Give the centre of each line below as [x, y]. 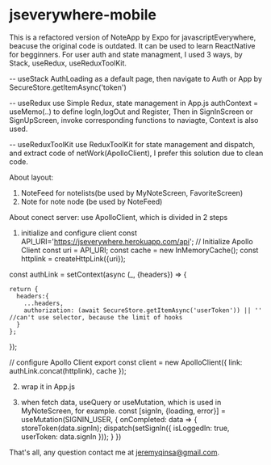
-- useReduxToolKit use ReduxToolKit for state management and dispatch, [132, 144]
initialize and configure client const [79, 233]
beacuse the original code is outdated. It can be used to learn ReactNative [132, 45]
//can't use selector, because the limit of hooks [96, 317]
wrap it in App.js [48, 387]
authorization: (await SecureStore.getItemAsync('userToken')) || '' [143, 310]
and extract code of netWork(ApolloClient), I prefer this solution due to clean [136, 153]
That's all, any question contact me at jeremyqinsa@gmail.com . [115, 452]
